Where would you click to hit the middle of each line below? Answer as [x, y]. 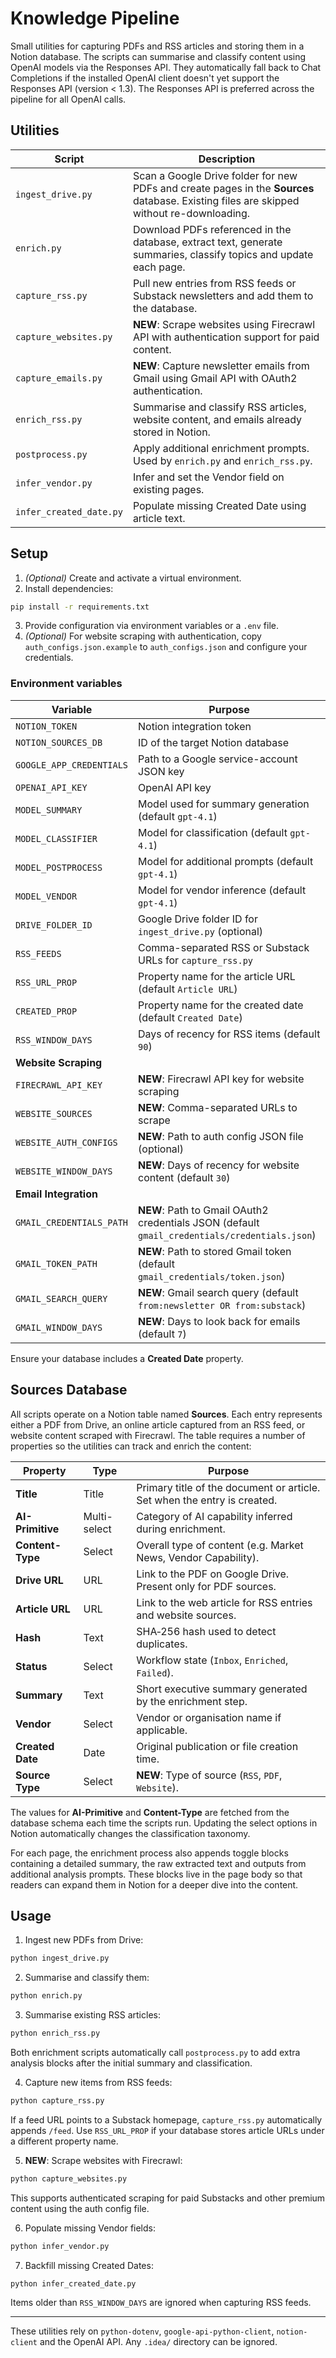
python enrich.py [46, 1996]
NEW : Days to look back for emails [219, 1321]
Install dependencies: [69, 588]
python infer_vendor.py [60, 2246]
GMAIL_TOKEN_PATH [56, 1263]
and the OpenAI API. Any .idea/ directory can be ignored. [158, 2342]
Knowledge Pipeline [95, 18]
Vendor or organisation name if [209, 1717]
